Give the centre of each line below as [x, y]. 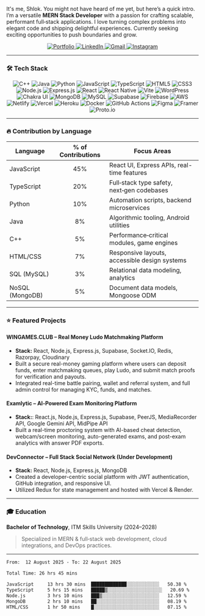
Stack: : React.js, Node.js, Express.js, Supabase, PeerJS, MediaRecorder [106, 417]
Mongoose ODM [133, 295]
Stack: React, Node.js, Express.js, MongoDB [71, 470]
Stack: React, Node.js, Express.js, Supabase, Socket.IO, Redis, [94, 350]
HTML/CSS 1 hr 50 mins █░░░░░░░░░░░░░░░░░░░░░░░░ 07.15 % [97, 607]
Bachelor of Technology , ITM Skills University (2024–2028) [82, 527]
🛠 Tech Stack [27, 68]
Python [20, 204]
